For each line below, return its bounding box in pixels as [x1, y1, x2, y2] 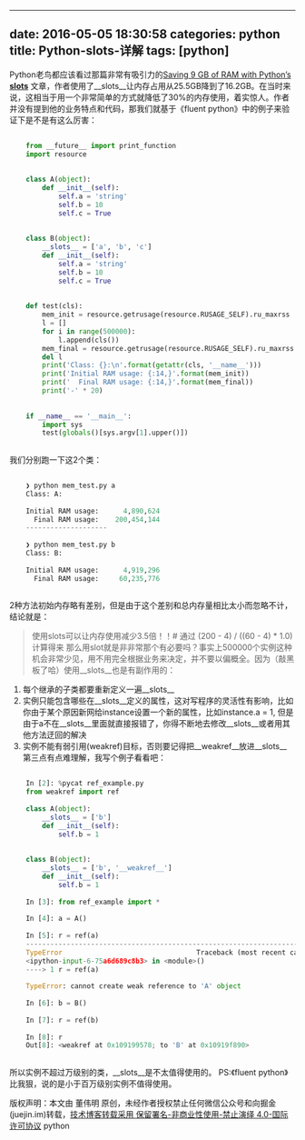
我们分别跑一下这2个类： [9, 455, 103, 465]
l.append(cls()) [57, 335, 120, 345]
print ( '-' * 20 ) [42, 386, 103, 395]
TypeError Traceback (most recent [25, 947, 286, 957]
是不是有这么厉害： [25, 115, 97, 125]
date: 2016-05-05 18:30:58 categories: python [9, 26, 280, 42]
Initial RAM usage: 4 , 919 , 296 [25, 565, 161, 575]
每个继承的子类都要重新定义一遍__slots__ [22, 684, 175, 695]
